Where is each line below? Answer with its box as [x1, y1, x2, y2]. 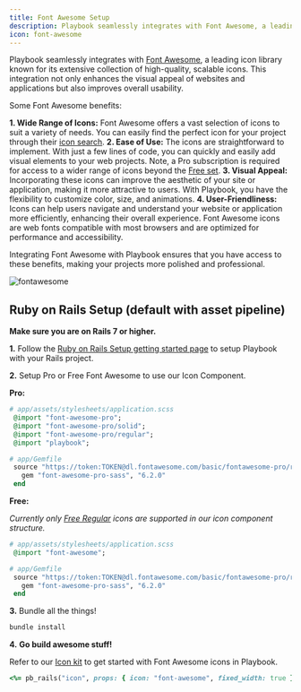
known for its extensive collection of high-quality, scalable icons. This [9, 64, 267, 74]
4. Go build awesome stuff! [9, 639, 113, 650]
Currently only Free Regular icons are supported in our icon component [9, 513, 273, 524]
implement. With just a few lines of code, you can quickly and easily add [9, 146, 276, 157]
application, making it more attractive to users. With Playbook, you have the [9, 185, 288, 195]
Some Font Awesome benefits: [9, 100, 123, 111]
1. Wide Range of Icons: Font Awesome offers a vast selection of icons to [9, 117, 280, 128]
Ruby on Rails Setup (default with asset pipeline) [9, 302, 286, 317]
